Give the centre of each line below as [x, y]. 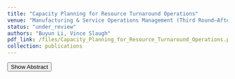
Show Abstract [30, 67]
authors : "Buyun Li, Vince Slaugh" [59, 33]
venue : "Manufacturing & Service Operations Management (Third [101, 20]
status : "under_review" [42, 27]
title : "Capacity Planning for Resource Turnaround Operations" [103, 14]
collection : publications [45, 46]
